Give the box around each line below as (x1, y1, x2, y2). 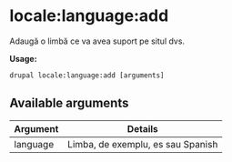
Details (126, 122, 159, 135)
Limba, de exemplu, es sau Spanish (67, 137, 218, 150)
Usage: (9, 53, 38, 64)
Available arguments (9, 96, 129, 111)
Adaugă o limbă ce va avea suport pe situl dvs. (9, 35, 185, 46)
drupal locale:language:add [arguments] (9, 70, 166, 80)
